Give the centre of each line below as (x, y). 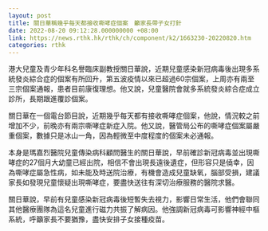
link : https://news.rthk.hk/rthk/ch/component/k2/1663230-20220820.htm (130, 38)
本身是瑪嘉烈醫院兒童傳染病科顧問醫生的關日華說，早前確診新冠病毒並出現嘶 (134, 153)
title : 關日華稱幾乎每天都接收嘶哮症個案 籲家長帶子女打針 (95, 23)
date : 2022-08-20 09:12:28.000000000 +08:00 (83, 30)
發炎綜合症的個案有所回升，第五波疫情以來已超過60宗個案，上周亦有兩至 (135, 79)
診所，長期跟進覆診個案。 (50, 99)
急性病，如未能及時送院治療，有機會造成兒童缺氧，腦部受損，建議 (151, 173)
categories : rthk (37, 45)
